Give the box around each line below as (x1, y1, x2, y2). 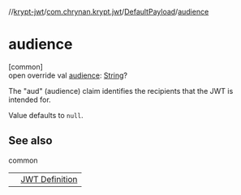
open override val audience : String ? (8, 70, 128, 80)
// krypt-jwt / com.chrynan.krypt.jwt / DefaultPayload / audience (8, 7, 209, 16)
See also (8, 134, 53, 148)
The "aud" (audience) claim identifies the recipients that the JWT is (8, 86, 234, 95)
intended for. (8, 95, 51, 104)
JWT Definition (20, 173, 78, 184)
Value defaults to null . (8, 110, 84, 120)
